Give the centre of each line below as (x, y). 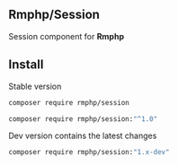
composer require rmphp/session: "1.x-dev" (89, 152)
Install (26, 65)
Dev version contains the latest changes (83, 136)
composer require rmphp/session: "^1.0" (83, 119)
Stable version (35, 86)
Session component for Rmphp (67, 36)
